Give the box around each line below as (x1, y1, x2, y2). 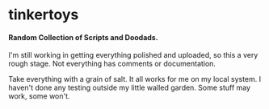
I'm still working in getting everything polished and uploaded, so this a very (8, 50, 258, 60)
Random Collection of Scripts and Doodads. (8, 32, 159, 42)
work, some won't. (8, 91, 70, 101)
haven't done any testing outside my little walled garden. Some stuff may (8, 83, 251, 93)
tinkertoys (8, 6, 79, 24)
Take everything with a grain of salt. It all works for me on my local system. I (8, 75, 261, 84)
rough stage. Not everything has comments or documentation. (8, 59, 216, 69)
